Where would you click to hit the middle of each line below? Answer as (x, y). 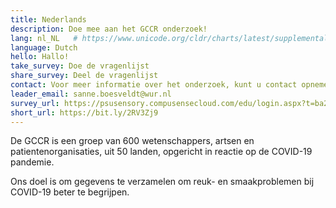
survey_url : (35, 103)
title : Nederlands (48, 19)
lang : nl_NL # (44, 38)
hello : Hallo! (40, 57)
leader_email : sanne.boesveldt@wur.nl (91, 94)
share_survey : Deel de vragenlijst (84, 76)
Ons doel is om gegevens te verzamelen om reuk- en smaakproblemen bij (162, 182)
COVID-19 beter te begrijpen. (70, 192)
